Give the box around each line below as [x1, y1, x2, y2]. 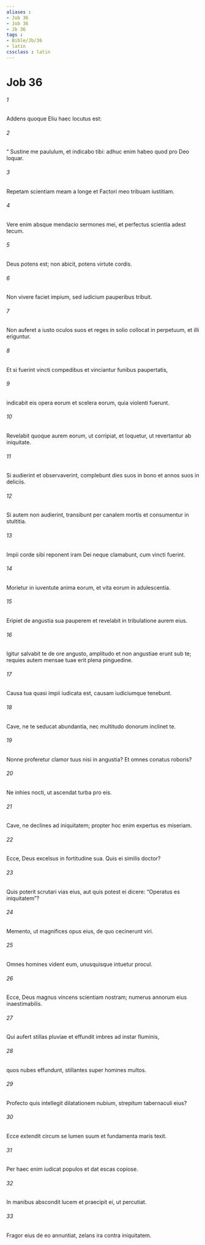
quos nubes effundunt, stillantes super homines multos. [6, 1066, 147, 1074]
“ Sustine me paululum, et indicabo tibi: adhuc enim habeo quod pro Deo [6, 148, 190, 155]
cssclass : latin [6, 49, 51, 55]
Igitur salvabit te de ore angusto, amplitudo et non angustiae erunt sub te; [6, 650, 192, 657]
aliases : [6, 9, 32, 15]
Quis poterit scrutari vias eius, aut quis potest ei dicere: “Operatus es [6, 888, 181, 895]
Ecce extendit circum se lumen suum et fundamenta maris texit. [6, 1133, 167, 1140]
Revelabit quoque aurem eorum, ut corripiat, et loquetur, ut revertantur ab [6, 432, 192, 439]
